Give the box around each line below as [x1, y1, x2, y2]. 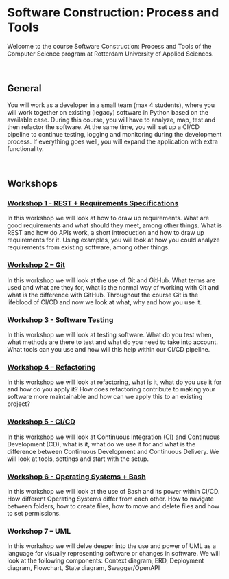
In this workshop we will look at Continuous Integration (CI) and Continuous [7, 433, 221, 441]
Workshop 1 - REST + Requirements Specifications [7, 198, 179, 208]
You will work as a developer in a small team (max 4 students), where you [7, 101, 215, 109]
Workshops [7, 178, 58, 190]
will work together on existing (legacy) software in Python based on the [7, 108, 209, 116]
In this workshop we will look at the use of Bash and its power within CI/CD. [7, 487, 220, 495]
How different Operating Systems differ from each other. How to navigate [7, 495, 214, 503]
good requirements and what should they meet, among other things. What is [7, 221, 223, 229]
